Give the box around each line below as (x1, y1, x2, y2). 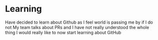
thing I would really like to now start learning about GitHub (5, 29, 122, 35)
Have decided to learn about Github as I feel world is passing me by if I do (5, 19, 153, 25)
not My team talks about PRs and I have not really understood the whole (5, 24, 149, 30)
